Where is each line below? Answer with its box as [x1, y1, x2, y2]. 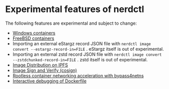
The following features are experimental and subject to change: [5, 20, 137, 26]
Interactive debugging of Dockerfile [12, 78, 87, 84]
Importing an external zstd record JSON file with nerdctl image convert [12, 51, 162, 57]
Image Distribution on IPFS [12, 62, 68, 68]
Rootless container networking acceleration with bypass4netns [12, 72, 144, 78]
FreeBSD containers [12, 35, 54, 41]
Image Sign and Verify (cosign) [12, 67, 77, 73]
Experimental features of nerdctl [5, 4, 145, 15]
